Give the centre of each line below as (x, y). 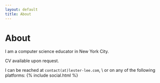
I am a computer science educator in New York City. (57, 51)
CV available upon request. (32, 61)
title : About (18, 14)
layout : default (21, 9)
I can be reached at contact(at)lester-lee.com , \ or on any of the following (80, 70)
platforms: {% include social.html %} (42, 75)
